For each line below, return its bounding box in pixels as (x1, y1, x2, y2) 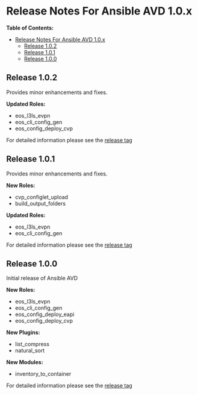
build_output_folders (14, 200, 66, 207)
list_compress (14, 341, 50, 348)
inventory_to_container (14, 370, 72, 378)
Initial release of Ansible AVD (6, 274, 78, 282)
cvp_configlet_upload (14, 193, 68, 200)
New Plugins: (6, 329, 40, 336)
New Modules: (6, 359, 43, 366)
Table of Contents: (6, 24, 54, 31)
